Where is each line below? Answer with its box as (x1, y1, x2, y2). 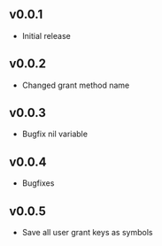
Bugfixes (21, 178, 55, 188)
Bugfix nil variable (21, 128, 89, 140)
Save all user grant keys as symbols (21, 227, 153, 238)
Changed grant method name (21, 80, 130, 90)
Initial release (21, 30, 71, 41)
